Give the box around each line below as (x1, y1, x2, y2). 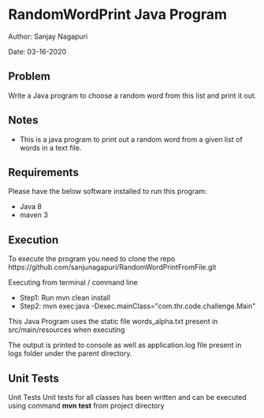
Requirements (8, 166, 79, 179)
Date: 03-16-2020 (8, 47, 67, 56)
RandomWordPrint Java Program (8, 6, 227, 24)
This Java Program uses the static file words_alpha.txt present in (8, 317, 218, 327)
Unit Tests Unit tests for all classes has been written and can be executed (8, 393, 247, 401)
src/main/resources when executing (8, 325, 125, 334)
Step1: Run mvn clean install (19, 293, 110, 303)
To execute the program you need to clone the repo (8, 254, 176, 263)
